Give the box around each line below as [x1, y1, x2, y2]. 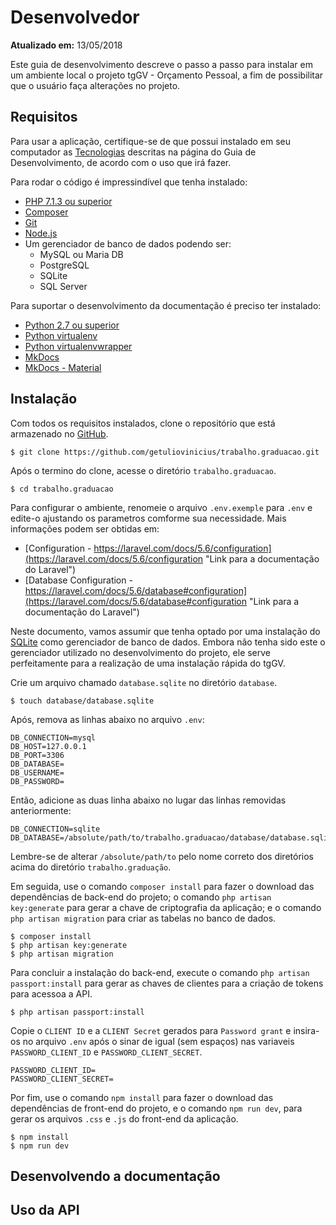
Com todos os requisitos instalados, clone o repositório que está [10, 417, 276, 429]
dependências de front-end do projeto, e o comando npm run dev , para [10, 1102, 303, 1114]
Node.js [24, 227, 58, 239]
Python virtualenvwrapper [24, 340, 133, 352]
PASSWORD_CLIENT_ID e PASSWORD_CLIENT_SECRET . [10, 1046, 203, 1058]
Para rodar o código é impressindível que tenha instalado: [10, 176, 248, 188]
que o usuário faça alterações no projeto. [10, 79, 181, 91]
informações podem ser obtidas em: [10, 522, 160, 535]
